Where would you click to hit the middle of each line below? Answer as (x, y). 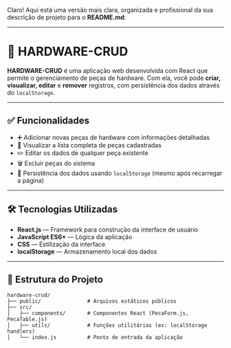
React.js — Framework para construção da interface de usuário (107, 229)
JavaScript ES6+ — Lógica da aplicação (75, 236)
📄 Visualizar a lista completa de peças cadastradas (89, 145)
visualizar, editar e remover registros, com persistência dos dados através (113, 85)
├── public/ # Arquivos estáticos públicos (92, 301)
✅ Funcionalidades (48, 121)
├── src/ (20, 307)
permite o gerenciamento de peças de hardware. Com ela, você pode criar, (114, 78)
